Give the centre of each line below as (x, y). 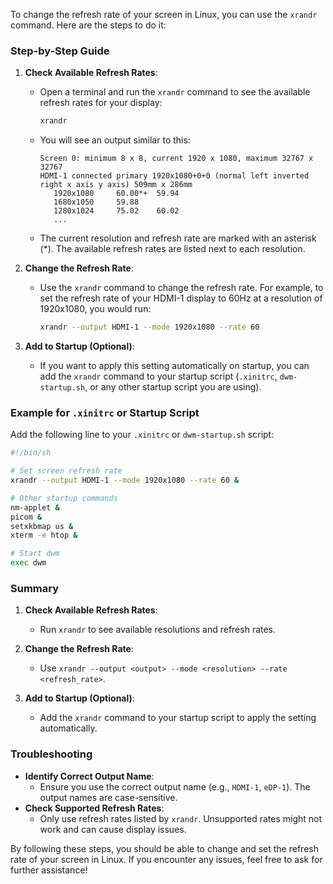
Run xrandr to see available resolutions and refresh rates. (158, 630)
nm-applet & (35, 507)
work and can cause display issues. (113, 829)
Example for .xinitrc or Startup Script (105, 412)
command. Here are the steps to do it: (88, 25)
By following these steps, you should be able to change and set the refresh (164, 848)
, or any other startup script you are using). (173, 387)
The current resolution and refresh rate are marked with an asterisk (178, 238)
